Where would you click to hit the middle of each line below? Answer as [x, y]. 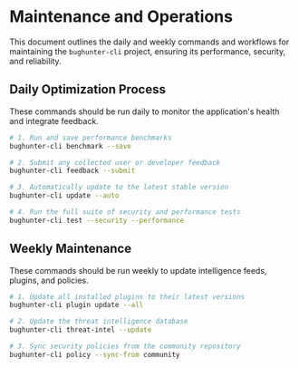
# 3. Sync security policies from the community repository [125, 346]
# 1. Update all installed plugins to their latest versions [127, 296]
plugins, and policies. [49, 280]
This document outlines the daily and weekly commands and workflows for [149, 42]
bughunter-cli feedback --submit [72, 171]
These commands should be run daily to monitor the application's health [145, 111]
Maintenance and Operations [121, 17]
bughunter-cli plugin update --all [77, 305]
